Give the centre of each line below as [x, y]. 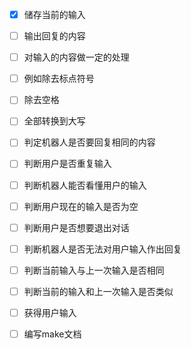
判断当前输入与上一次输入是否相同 [94, 270]
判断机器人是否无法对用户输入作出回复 [102, 249]
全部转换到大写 [54, 121]
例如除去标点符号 [59, 79]
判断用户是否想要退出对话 [76, 227]
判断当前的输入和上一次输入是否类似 [98, 291]
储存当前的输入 [54, 14]
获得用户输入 [50, 312]
